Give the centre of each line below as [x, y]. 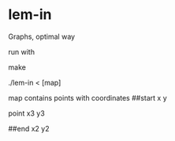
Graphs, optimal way [42, 36]
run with [22, 51]
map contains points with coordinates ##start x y [87, 97]
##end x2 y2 [29, 128]
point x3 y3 [26, 113]
